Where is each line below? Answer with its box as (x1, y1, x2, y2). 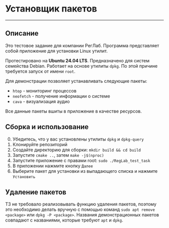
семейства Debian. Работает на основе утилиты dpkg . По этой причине (5, 63, 158, 69)
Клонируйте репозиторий (12, 141, 68, 147)
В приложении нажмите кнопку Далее (12, 163, 93, 169)
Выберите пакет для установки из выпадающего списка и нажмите (12, 168, 158, 174)
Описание (5, 29, 39, 38)
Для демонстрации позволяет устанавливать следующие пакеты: (5, 78, 147, 84)
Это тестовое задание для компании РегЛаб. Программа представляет (5, 42, 159, 48)
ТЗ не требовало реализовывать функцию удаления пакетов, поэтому (5, 201, 157, 207)
